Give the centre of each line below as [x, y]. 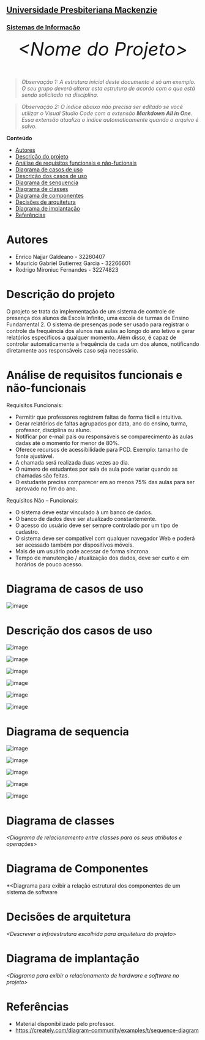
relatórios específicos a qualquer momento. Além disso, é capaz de [91, 337]
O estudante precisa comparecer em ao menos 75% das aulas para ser [105, 482]
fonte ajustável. [35, 456]
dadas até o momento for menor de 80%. [67, 443]
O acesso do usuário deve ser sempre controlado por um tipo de [97, 525]
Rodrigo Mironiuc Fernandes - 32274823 [67, 269]
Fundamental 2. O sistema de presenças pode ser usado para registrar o [98, 324]
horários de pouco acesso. [49, 564]
